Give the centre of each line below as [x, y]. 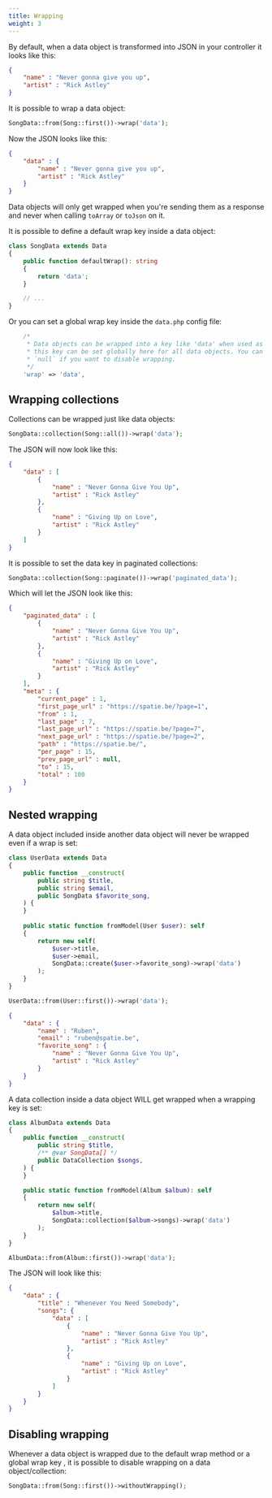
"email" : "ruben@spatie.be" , [89, 1038]
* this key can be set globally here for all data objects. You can [145, 351]
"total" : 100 [61, 774]
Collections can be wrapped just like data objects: [92, 419]
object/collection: [38, 1471]
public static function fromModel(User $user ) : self [114, 926]
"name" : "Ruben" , [69, 1031]
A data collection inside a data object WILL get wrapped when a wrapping [132, 1099]
